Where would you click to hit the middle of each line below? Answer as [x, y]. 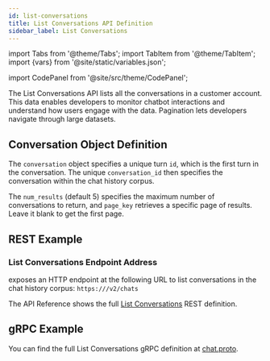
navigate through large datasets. [62, 119]
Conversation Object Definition [88, 145]
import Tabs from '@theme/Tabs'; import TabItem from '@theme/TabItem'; [132, 54]
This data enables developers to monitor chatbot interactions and [117, 102]
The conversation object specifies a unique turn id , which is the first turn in [134, 164]
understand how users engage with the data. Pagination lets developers [128, 110]
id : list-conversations [48, 16]
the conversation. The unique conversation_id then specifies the [116, 172]
